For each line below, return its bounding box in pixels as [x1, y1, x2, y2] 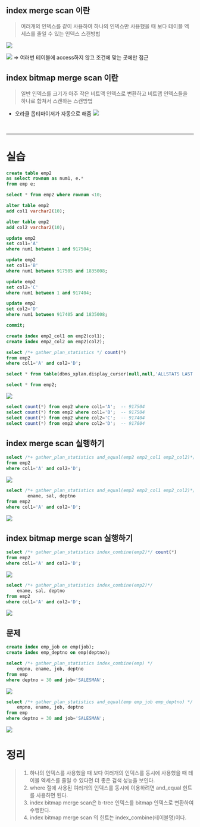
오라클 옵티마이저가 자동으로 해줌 [14, 109, 92, 117]
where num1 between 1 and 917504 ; [6, 246, 92, 252]
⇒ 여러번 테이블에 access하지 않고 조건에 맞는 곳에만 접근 [13, 54, 149, 61]
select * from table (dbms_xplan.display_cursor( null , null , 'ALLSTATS [6, 371, 180, 377]
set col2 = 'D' [6, 306, 39, 312]
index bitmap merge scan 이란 [6, 73, 119, 83]
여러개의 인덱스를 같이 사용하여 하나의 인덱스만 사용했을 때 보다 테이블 [20, 23, 183, 30]
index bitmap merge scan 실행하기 [6, 533, 133, 543]
